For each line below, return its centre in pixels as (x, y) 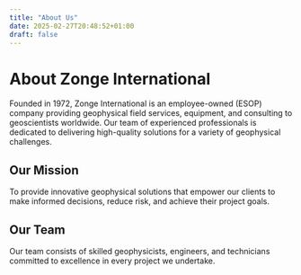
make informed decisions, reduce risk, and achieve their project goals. (140, 201)
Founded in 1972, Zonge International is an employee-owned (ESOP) (136, 103)
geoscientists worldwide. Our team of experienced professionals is (133, 123)
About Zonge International (110, 79)
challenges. (31, 142)
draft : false (34, 34)
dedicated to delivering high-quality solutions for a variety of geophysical (145, 132)
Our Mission (44, 170)
